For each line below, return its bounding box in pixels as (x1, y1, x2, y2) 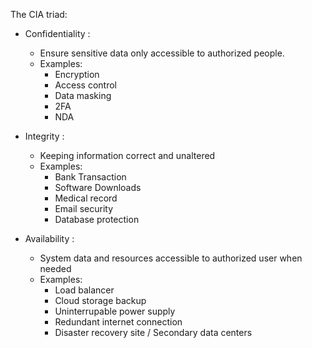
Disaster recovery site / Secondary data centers (54, 327, 253, 338)
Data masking (54, 90, 112, 101)
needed (39, 263, 72, 274)
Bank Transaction (54, 171, 127, 183)
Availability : (24, 233, 75, 244)
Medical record (54, 192, 118, 204)
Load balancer (54, 284, 115, 296)
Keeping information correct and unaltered (39, 150, 216, 161)
